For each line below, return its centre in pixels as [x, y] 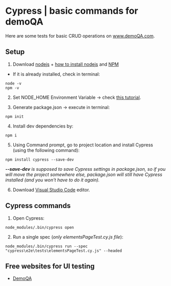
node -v [14, 83]
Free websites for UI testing [50, 266]
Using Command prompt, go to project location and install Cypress [83, 145]
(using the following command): [46, 150]
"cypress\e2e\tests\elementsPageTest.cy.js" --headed [64, 251]
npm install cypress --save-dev [40, 160]
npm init [15, 116]
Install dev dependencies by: [43, 126]
